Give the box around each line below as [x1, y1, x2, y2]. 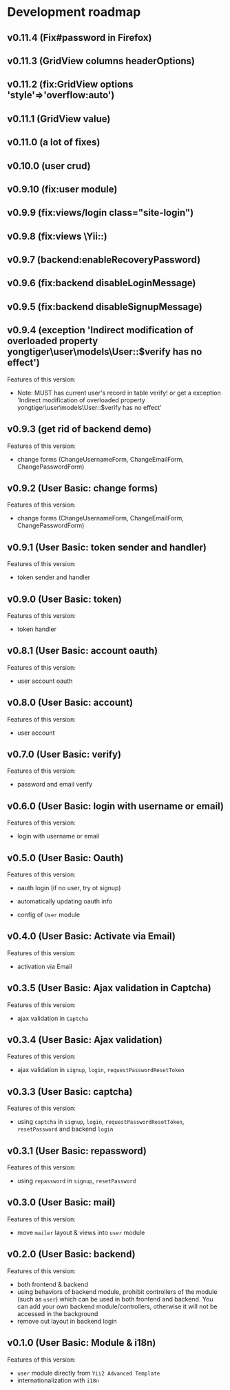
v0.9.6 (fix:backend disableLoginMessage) [7, 277, 196, 289]
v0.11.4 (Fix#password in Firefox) [7, 32, 152, 44]
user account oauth [17, 677, 73, 685]
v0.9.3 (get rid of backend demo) [7, 423, 151, 435]
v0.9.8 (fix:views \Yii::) [7, 230, 108, 242]
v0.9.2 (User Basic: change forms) [7, 482, 158, 494]
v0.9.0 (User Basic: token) [7, 593, 122, 605]
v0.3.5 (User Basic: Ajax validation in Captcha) [7, 982, 211, 994]
